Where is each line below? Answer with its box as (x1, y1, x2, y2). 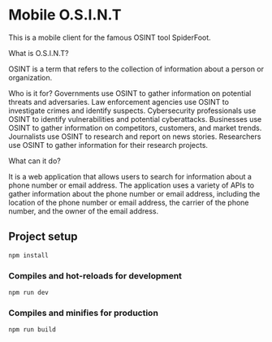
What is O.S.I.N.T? (8, 48, 69, 58)
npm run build (8, 326, 57, 334)
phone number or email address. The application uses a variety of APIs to (8, 180, 254, 190)
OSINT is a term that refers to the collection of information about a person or (8, 63, 265, 74)
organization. (8, 72, 53, 82)
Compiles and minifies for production (8, 307, 158, 318)
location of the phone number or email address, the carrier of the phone (8, 197, 249, 207)
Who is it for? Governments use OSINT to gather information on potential (8, 88, 252, 98)
